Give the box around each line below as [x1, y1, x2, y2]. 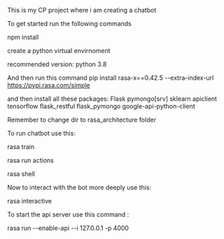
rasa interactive [7, 197, 52, 205]
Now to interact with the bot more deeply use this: [7, 183, 152, 191]
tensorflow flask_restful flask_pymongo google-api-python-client [7, 102, 195, 110]
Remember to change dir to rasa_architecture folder [7, 115, 156, 124]
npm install [7, 33, 39, 41]
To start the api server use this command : [7, 210, 129, 219]
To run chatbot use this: [7, 129, 76, 137]
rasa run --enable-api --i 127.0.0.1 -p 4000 [7, 224, 129, 232]
